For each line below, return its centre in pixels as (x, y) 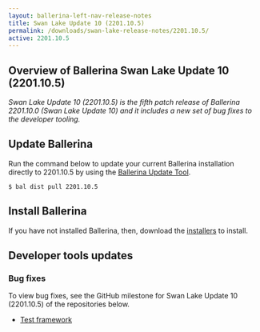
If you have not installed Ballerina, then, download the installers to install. (128, 230)
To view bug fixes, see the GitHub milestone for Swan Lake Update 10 (123, 296)
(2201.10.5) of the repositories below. (69, 304)
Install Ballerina (48, 212)
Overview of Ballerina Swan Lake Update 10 (119, 70)
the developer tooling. (44, 119)
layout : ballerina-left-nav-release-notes (80, 16)
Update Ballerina (51, 144)
